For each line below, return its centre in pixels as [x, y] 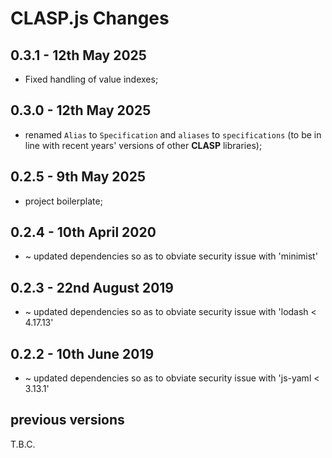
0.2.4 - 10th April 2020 [83, 232]
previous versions [67, 420]
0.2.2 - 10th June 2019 [82, 353]
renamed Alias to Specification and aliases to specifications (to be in [173, 134]
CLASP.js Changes [90, 18]
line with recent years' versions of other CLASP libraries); [143, 145]
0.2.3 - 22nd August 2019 [92, 287]
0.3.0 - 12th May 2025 [81, 110]
